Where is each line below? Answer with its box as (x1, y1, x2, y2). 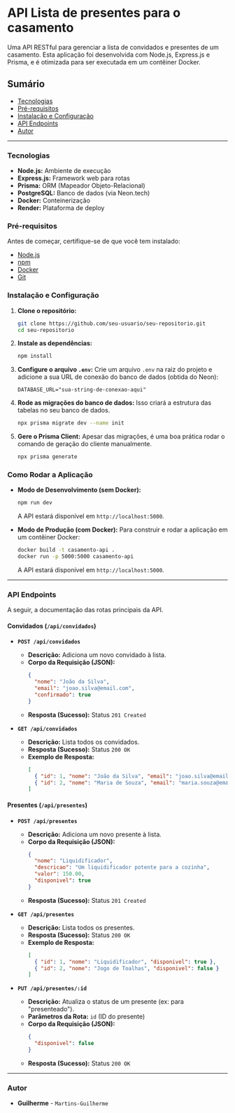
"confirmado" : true (34, 691, 91, 698)
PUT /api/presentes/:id (17, 986, 87, 993)
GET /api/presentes (17, 911, 75, 918)
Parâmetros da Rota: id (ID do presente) (27, 1012, 145, 1021)
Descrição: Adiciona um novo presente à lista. (27, 830, 162, 838)
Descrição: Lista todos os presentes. (27, 923, 135, 932)
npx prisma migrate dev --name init (17, 420, 124, 427)
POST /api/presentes (17, 817, 78, 824)
